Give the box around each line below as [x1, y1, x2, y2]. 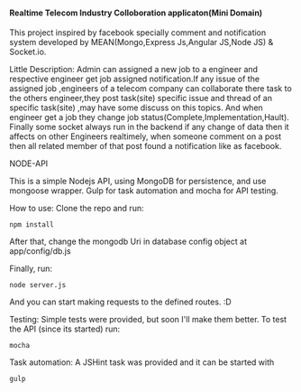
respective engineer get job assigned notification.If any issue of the [9, 73, 260, 85]
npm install [9, 220, 54, 229]
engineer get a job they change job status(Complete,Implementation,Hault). [9, 112, 290, 123]
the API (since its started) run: [9, 323, 121, 334]
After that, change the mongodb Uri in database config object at [9, 236, 248, 247]
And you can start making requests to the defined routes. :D [9, 296, 232, 307]
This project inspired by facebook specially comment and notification [9, 27, 267, 38]
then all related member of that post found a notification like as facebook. [9, 141, 282, 152]
